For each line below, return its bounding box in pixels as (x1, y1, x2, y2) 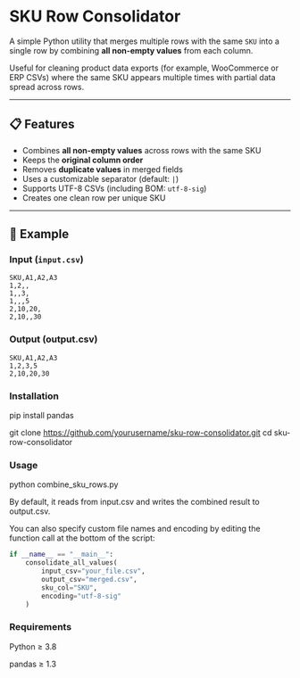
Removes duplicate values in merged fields (21, 163, 183, 175)
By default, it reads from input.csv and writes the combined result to (9, 497, 261, 508)
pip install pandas (9, 410, 74, 421)
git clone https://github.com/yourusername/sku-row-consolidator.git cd (9, 427, 272, 438)
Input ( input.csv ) (9, 253, 84, 266)
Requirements (9, 621, 72, 633)
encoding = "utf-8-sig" (41, 591, 122, 600)
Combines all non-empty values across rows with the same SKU (21, 145, 262, 155)
